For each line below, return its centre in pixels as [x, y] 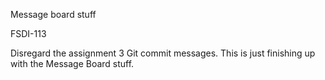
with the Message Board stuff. [72, 63]
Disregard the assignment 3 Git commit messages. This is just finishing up [163, 53]
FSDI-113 [28, 33]
